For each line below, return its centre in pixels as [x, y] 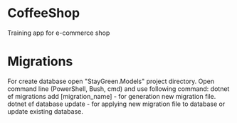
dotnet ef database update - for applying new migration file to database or [116, 104]
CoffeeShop [44, 13]
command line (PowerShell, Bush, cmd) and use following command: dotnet [118, 89]
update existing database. [45, 111]
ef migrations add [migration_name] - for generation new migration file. [112, 96]
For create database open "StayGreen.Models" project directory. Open [111, 81]
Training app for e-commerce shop [59, 33]
